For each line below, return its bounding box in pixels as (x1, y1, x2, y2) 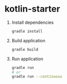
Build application (11, 37, 45, 43)
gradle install (11, 29, 43, 34)
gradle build (11, 47, 39, 52)
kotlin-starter (4, 3, 61, 15)
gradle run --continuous (11, 74, 63, 79)
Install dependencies (11, 19, 54, 25)
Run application (11, 56, 44, 62)
